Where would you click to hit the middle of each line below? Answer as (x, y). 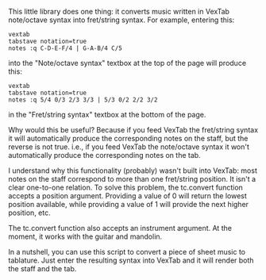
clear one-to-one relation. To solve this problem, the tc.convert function (126, 187)
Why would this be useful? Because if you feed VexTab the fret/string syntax (133, 130)
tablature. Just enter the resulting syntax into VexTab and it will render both (131, 260)
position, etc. (29, 213)
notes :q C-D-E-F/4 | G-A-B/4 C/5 (66, 48)
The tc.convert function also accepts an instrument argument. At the (120, 228)
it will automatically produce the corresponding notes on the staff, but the (128, 138)
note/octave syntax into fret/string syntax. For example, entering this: (121, 20)
